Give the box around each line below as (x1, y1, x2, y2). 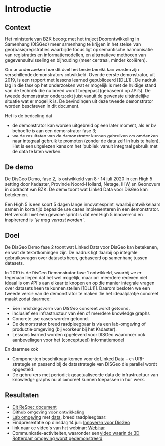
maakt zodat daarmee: (5, 296, 51, 302)
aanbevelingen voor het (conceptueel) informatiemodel (12, 337, 124, 343)
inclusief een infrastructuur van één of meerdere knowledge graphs (12, 310, 150, 316)
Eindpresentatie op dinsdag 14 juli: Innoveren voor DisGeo (12, 420, 130, 426)
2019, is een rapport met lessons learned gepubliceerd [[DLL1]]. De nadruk (5, 77, 157, 83)
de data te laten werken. (12, 149, 62, 154)
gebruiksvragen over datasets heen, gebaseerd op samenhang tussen (5, 255, 148, 261)
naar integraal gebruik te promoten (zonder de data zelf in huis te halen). (12, 138, 160, 144)
